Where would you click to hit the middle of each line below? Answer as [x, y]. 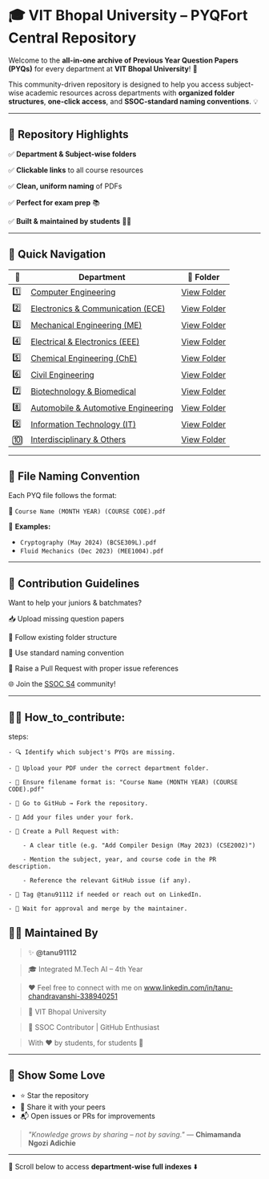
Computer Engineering [73, 292]
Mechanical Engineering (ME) [86, 326]
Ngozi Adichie [52, 1143]
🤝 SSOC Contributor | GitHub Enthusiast [94, 1027]
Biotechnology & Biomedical [83, 391]
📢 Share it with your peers [62, 1107]
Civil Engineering [62, 375]
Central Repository [72, 38]
